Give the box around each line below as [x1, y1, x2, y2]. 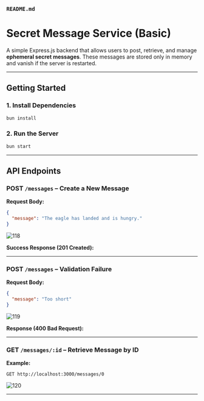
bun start [6, 143, 32, 149]
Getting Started [6, 83, 66, 93]
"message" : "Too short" [12, 296, 72, 302]
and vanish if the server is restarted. [6, 59, 97, 66]
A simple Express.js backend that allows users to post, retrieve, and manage [6, 46, 197, 54]
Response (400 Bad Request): [6, 324, 84, 332]
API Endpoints [6, 166, 61, 176]
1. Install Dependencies [6, 101, 76, 110]
